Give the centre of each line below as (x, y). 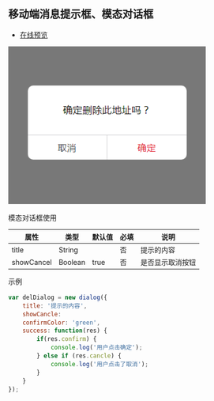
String (69, 250)
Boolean (72, 262)
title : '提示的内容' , (55, 306)
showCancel (32, 262)
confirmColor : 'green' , (62, 323)
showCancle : (42, 314)
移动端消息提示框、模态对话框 (81, 14)
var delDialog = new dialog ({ (58, 297)
